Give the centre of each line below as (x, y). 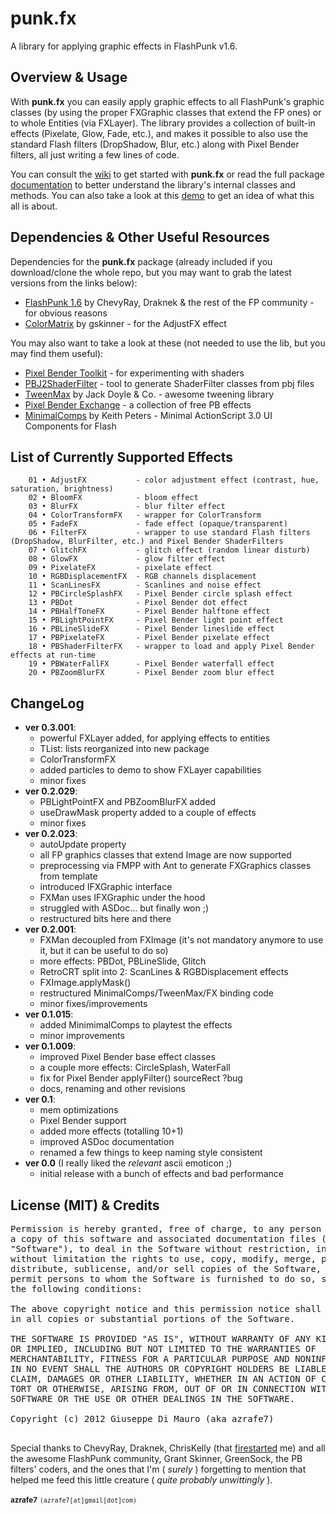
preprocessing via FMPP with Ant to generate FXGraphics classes (175, 866)
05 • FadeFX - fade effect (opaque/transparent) (158, 524)
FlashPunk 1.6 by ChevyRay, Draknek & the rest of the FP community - (169, 302)
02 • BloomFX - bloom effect (113, 498)
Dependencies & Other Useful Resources (140, 237)
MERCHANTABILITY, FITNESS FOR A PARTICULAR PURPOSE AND (150, 1358)
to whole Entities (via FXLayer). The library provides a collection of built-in (163, 123)
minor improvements (82, 1036)
